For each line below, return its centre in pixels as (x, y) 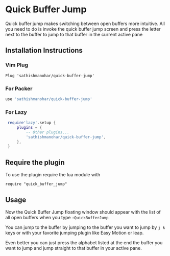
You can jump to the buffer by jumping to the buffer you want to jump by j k (85, 227)
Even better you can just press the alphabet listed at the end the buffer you (84, 242)
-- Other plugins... (48, 132)
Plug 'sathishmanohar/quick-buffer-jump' (50, 76)
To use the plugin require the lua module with (53, 175)
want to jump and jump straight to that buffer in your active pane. (74, 248)
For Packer (19, 88)
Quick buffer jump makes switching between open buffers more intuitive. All (85, 24)
